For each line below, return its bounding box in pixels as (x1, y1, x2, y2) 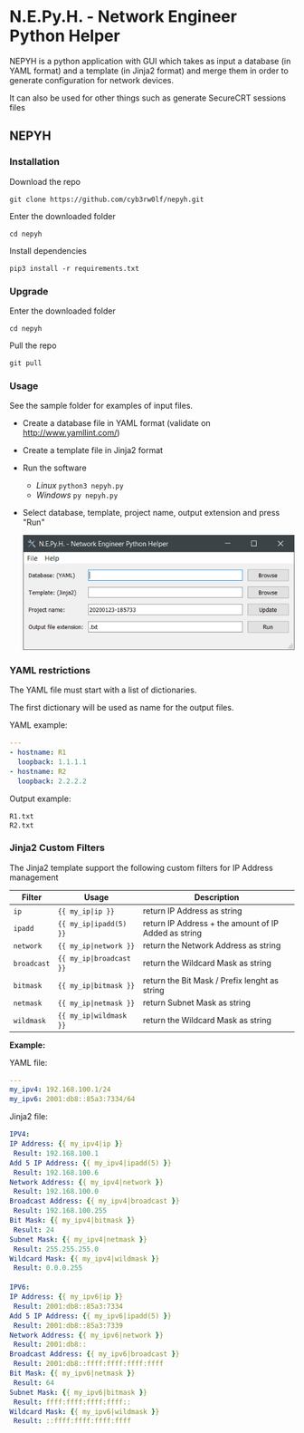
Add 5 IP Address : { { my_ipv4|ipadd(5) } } (9, 1158, 172, 1167)
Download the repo (9, 176, 81, 187)
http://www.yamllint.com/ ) (22, 428, 120, 439)
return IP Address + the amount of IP (142, 917, 279, 928)
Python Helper (9, 25, 120, 46)
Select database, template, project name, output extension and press (22, 508, 280, 518)
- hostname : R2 (9, 767, 67, 776)
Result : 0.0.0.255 (13, 1264, 83, 1273)
